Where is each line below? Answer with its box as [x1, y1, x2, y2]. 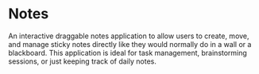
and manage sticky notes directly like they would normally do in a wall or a [8, 39, 252, 49]
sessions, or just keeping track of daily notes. [8, 56, 157, 66]
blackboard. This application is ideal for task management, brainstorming [8, 48, 248, 57]
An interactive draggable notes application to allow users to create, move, [8, 31, 249, 41]
